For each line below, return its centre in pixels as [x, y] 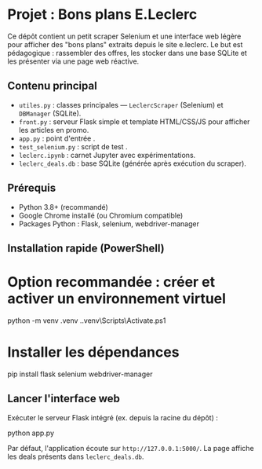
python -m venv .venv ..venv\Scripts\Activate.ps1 [87, 321]
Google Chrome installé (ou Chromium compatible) [101, 215]
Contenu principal [52, 86]
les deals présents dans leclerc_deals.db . [76, 456]
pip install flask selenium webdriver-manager [80, 374]
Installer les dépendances [93, 352]
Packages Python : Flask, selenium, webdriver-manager [109, 224]
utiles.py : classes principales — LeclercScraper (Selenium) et [121, 104]
